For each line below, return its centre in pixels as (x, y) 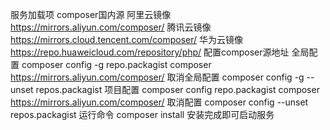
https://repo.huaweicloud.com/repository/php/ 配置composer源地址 (150, 52)
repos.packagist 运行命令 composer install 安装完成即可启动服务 (142, 114)
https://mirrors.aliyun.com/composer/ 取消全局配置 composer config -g (157, 77)
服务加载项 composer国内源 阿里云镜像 (91, 14)
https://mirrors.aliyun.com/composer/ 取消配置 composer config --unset (159, 102)
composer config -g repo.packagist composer (116, 64)
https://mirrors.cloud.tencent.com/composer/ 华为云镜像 (127, 39)
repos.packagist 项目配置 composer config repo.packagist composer (177, 89)
